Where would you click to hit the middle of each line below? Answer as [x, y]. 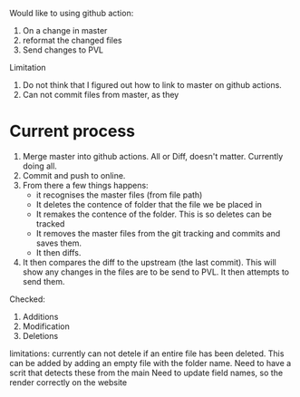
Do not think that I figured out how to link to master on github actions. [152, 85]
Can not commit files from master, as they [101, 95]
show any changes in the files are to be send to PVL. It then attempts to [156, 272]
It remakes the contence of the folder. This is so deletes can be [154, 214]
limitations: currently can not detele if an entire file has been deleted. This [147, 353]
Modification [46, 326]
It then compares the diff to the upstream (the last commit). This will [149, 262]
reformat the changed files [72, 40]
